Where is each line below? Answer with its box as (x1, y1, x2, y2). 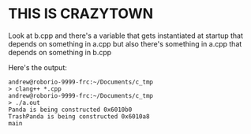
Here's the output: (8, 62, 67, 72)
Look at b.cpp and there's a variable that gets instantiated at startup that (8, 31, 243, 40)
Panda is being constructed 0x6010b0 (8, 106, 133, 114)
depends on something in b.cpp (8, 47, 112, 57)
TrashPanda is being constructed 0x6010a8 (8, 112, 150, 121)
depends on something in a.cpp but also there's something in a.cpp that (8, 39, 242, 48)
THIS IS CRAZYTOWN (8, 5, 154, 23)
